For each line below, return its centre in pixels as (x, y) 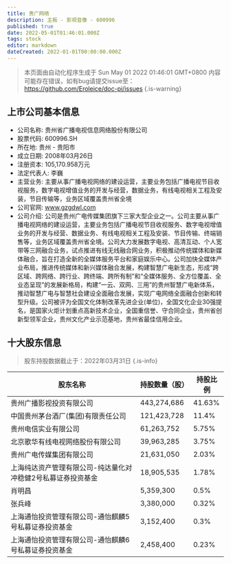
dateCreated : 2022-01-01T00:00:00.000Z (64, 52)
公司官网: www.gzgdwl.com (56, 207)
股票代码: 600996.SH (47, 138)
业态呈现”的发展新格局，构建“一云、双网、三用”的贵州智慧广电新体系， (118, 284)
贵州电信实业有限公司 (45, 429)
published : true (30, 26)
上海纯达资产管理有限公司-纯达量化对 (71, 467)
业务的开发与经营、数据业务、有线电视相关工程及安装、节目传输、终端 (117, 233)
